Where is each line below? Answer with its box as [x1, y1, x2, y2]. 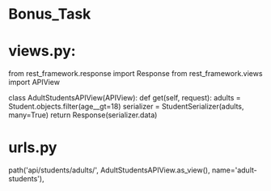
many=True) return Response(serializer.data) [8, 110, 158, 120]
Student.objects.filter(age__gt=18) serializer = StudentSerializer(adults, [8, 102, 244, 112]
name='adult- [211, 165, 257, 175]
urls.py [8, 138, 57, 157]
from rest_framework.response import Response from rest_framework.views [8, 69, 263, 79]
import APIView [8, 78, 61, 87]
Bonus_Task [8, 5, 91, 23]
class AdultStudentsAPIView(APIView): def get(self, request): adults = [8, 93, 241, 103]
